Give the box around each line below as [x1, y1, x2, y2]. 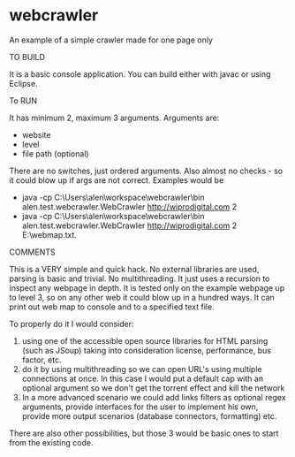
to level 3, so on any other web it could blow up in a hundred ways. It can [9, 292, 276, 302]
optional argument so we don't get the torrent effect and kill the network [21, 382, 285, 393]
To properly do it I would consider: [9, 318, 134, 329]
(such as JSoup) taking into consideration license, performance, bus [21, 345, 272, 355]
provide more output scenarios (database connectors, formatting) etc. [21, 410, 277, 421]
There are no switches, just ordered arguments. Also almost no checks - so [9, 165, 284, 176]
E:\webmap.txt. [21, 229, 78, 240]
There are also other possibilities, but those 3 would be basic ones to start [9, 428, 279, 438]
